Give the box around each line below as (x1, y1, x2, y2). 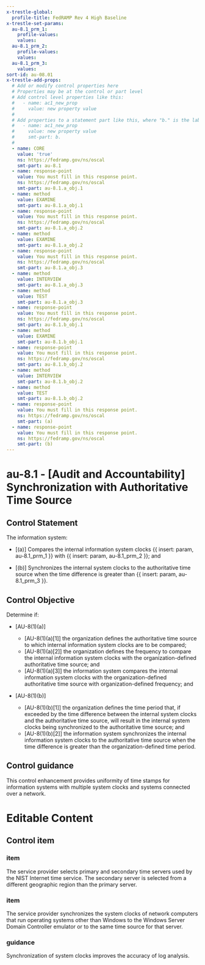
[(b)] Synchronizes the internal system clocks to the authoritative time (15, 564, 191, 572)
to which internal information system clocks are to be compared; (24, 641, 187, 648)
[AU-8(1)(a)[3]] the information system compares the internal (24, 667, 178, 675)
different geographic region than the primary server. (6, 881, 137, 888)
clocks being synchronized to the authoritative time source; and (24, 723, 185, 731)
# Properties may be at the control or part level (12, 89, 143, 95)
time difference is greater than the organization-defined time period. (24, 742, 196, 750)
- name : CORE (12, 145, 45, 152)
